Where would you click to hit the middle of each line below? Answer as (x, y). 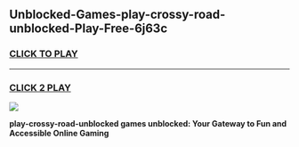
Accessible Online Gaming (59, 133)
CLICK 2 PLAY (40, 87)
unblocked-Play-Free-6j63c (89, 29)
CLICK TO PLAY (44, 54)
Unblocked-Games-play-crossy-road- (117, 15)
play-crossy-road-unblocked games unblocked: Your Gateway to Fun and (148, 123)
